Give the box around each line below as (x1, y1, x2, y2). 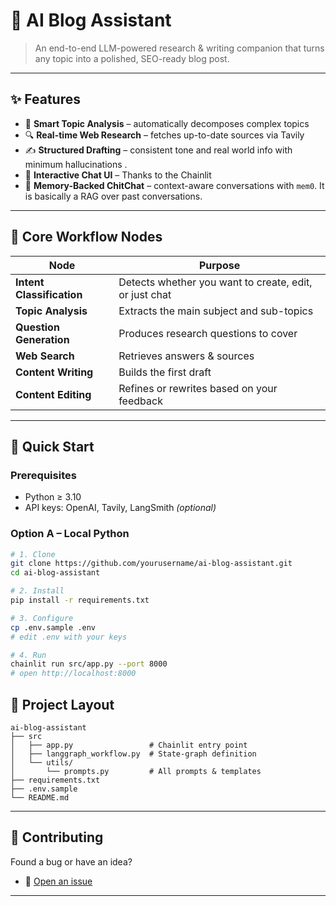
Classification (15, 287, 83, 301)
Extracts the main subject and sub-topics (118, 304, 314, 318)
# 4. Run (10, 650, 47, 660)
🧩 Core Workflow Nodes (10, 229, 163, 246)
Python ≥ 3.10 (24, 491, 82, 503)
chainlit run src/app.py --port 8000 (10, 659, 168, 669)
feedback (118, 394, 163, 408)
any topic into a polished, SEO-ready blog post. (34, 52, 230, 64)
